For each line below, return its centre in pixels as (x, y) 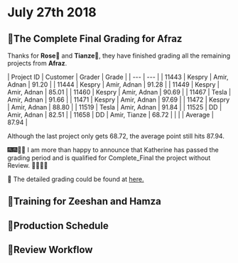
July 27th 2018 (52, 12)
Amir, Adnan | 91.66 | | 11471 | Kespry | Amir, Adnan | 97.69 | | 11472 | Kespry (119, 100)
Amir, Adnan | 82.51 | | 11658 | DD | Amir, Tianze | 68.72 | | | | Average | (111, 115)
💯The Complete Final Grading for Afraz (95, 39)
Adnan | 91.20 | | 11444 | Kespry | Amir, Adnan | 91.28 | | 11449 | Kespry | (114, 85)
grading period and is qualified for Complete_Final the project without (109, 158)
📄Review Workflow (50, 250)
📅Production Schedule (58, 226)
